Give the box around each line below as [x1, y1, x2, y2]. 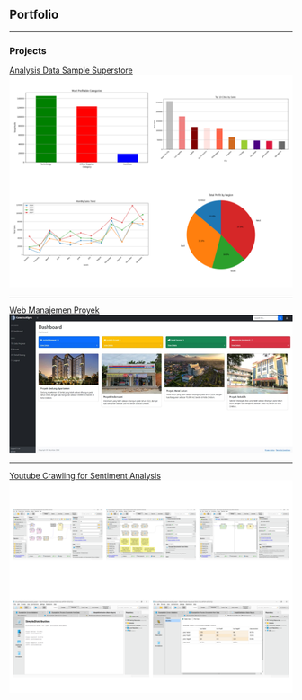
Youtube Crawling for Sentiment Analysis [9, 470, 162, 481]
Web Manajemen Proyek [9, 305, 101, 315]
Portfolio [9, 7, 59, 22]
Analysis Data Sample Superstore [9, 65, 133, 75]
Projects [9, 44, 47, 57]
